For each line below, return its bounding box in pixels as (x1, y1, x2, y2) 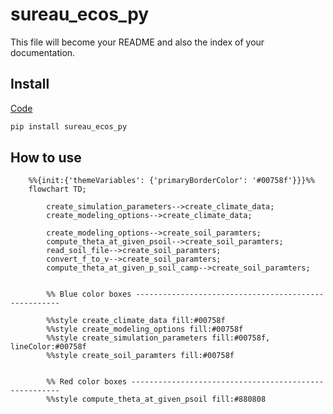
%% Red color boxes (46, 377, 128, 387)
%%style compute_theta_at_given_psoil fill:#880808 (46, 394, 267, 405)
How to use (10, 149, 82, 167)
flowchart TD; (28, 184, 87, 195)
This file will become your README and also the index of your (10, 36, 265, 48)
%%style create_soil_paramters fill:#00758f (46, 351, 235, 361)
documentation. (10, 46, 76, 58)
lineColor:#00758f (10, 342, 87, 352)
